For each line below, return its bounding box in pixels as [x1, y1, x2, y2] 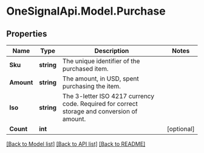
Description [94, 47, 129, 55]
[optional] [166, 125, 195, 133]
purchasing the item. [62, 82, 121, 90]
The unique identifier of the [62, 57, 140, 65]
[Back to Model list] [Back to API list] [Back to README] [6, 140, 146, 148]
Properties [6, 29, 47, 39]
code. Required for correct [62, 99, 138, 108]
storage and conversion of [62, 107, 138, 115]
